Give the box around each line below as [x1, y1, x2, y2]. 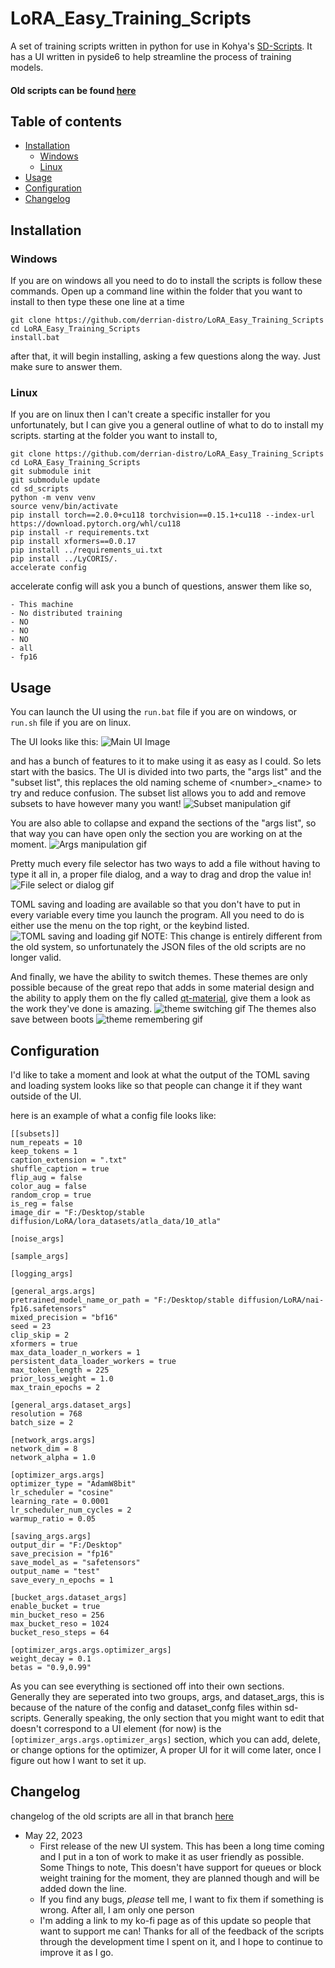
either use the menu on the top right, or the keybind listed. [10, 920, 250, 932]
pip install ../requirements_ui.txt [10, 545, 163, 556]
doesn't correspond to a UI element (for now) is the [10, 1722, 222, 1734]
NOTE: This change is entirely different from [141, 930, 323, 942]
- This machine [10, 600, 74, 610]
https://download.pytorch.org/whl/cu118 [10, 519, 182, 529]
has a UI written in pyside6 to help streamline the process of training [10, 50, 292, 62]
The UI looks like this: [10, 736, 99, 748]
